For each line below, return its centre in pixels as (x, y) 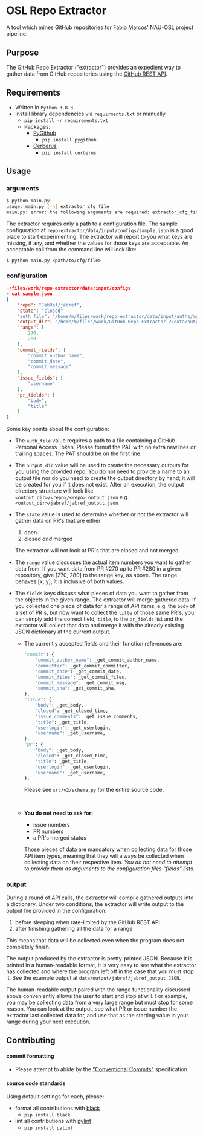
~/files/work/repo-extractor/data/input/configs (69, 288)
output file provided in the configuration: (56, 910)
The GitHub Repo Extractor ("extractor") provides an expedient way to (94, 67)
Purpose (23, 53)
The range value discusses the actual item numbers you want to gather (103, 562)
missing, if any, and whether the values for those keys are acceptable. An (98, 243)
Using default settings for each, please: (55, 1097)
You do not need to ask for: (59, 813)
